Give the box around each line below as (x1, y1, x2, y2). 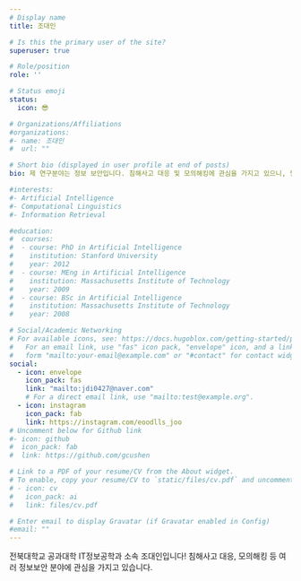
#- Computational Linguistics (9, 202, 123, 211)
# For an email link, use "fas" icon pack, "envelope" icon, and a (9, 343, 275, 351)
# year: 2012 (9, 260, 70, 269)
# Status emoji (9, 87, 66, 96)
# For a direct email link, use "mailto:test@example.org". (25, 393, 254, 402)
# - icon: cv (9, 483, 58, 493)
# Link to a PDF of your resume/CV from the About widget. (9, 467, 235, 476)
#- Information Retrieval (9, 210, 106, 220)
